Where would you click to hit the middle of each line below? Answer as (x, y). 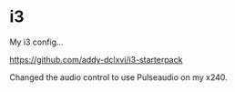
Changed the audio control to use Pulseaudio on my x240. (118, 77)
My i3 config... (36, 42)
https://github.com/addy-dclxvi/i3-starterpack (96, 59)
